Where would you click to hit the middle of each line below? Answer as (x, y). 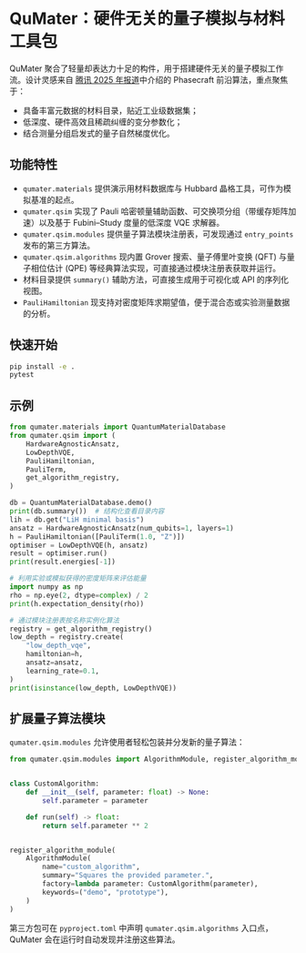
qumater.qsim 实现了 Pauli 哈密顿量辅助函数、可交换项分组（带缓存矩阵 (155, 211)
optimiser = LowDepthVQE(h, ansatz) (79, 545)
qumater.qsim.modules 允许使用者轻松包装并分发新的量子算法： (127, 742)
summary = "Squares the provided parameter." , (128, 876)
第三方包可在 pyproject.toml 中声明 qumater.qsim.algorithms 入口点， (141, 928)
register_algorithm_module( (63, 850)
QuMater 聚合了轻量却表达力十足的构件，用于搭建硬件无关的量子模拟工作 (147, 68)
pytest (22, 375)
